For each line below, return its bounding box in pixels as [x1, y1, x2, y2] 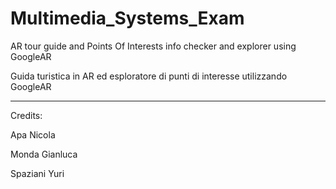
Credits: [10, 109, 43, 121]
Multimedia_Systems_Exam [10, 7, 245, 30]
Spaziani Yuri [10, 167, 65, 179]
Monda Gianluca [10, 148, 78, 160]
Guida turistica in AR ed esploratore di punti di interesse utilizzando [10, 70, 288, 82]
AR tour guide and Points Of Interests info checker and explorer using [10, 40, 297, 52]
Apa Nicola [10, 128, 56, 141]
